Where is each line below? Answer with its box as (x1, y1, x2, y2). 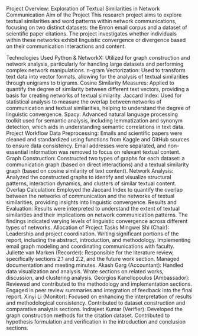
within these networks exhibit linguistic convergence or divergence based (6, 37, 186, 43)
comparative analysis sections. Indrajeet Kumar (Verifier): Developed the (6, 306, 183, 312)
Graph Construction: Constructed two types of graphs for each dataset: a (6, 155, 185, 161)
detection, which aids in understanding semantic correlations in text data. (6, 124, 185, 130)
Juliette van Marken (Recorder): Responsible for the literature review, (6, 249, 174, 256)
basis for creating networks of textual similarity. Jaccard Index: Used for (6, 92, 182, 99)
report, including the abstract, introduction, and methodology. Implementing (6, 237, 191, 243)
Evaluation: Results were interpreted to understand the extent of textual (6, 205, 180, 212)
